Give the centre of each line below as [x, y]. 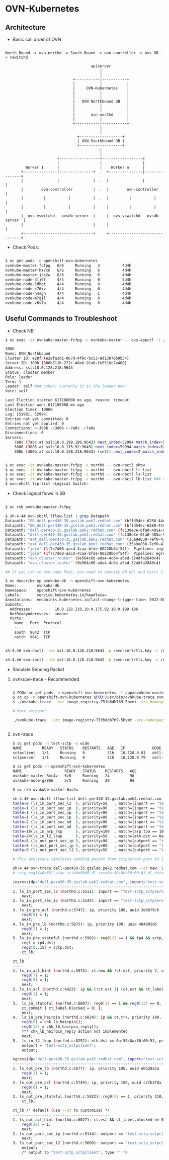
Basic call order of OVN [37, 39]
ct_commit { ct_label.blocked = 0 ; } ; [62, 1008]
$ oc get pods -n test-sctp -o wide [51, 743]
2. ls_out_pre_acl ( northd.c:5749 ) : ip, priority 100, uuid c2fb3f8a [87, 1083]
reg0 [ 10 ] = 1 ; [36, 1124]
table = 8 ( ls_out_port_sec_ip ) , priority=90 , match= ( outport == [85, 841]
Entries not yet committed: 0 [37, 419]
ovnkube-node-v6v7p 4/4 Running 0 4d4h [68, 303]
